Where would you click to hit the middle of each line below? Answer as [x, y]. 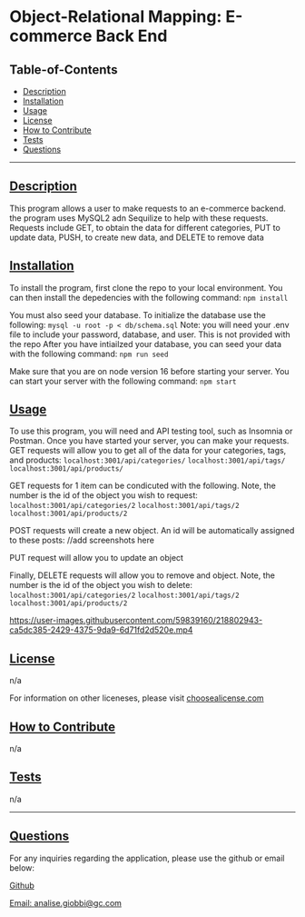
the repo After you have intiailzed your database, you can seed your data [146, 344]
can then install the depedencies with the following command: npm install [149, 297]
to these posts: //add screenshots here [82, 540]
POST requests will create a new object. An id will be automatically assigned [152, 531]
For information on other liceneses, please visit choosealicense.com [137, 698]
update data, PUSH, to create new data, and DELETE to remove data [137, 237]
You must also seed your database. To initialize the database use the [138, 314]
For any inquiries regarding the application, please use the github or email [147, 858]
